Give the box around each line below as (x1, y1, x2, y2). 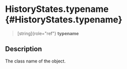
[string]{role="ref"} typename (17, 30, 79, 36)
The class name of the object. (5, 58, 66, 64)
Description (5, 45, 42, 53)
